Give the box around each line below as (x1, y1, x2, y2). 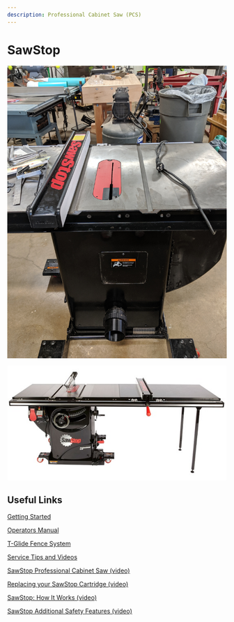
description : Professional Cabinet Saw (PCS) (7, 11, 141, 18)
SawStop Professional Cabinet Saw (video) (7, 566, 130, 575)
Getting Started (7, 513, 52, 521)
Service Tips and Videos (7, 553, 78, 561)
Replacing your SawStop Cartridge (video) (7, 580, 129, 589)
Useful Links (7, 494, 63, 506)
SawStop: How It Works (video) (7, 593, 97, 602)
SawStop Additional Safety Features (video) (7, 607, 132, 616)
